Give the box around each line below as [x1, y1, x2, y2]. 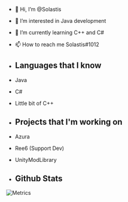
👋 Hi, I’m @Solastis [14, 6, 62, 13]
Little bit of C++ [14, 100, 54, 107]
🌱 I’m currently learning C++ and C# [14, 29, 105, 36]
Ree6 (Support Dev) [14, 144, 65, 152]
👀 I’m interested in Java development [14, 17, 106, 24]
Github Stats [14, 174, 63, 184]
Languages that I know [14, 61, 102, 71]
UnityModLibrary [14, 156, 57, 163]
